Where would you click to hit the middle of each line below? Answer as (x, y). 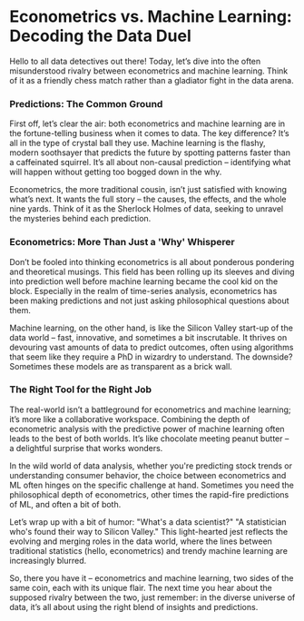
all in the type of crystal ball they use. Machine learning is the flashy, (137, 143)
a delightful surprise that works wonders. (86, 448)
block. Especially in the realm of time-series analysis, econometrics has (143, 291)
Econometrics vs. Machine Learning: (151, 17)
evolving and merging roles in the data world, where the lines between (141, 541)
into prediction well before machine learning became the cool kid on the (144, 281)
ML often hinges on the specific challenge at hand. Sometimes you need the (152, 485)
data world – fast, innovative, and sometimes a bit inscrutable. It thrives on (148, 337)
